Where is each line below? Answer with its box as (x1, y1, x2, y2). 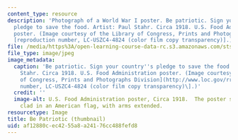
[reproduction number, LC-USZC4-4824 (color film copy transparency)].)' (13, 37, 236, 44)
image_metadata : (7, 57, 55, 64)
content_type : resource (7, 10, 78, 18)
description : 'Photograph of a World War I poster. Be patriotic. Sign (7, 17, 223, 24)
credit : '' (13, 89, 46, 96)
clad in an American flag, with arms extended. (20, 103, 163, 110)
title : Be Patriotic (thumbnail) (7, 115, 106, 122)
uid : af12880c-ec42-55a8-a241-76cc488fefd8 (7, 122, 138, 129)
